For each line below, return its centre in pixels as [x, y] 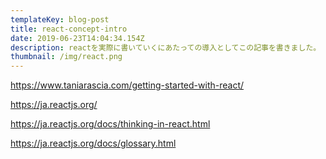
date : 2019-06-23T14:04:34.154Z [77, 38]
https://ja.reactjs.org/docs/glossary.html [93, 143]
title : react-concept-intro [69, 29]
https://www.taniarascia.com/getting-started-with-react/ [127, 85]
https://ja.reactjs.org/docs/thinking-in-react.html [110, 124]
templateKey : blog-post [60, 19]
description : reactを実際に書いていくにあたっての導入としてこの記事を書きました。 [166, 47]
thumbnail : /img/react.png [66, 57]
